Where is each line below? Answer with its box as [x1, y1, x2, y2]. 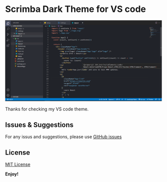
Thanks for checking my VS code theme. [5, 106, 89, 112]
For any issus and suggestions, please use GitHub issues [5, 134, 122, 140]
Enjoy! [5, 171, 19, 177]
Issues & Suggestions [5, 120, 74, 129]
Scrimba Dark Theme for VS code [5, 3, 146, 15]
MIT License [5, 161, 31, 167]
